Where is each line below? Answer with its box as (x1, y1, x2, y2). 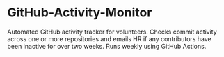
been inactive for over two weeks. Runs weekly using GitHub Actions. (7, 42, 207, 50)
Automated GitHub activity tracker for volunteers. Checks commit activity (7, 27, 217, 36)
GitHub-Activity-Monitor (7, 5, 152, 21)
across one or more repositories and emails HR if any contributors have (7, 34, 211, 43)
